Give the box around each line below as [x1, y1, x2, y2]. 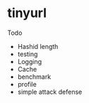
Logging [17, 57, 42, 65]
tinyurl [7, 5, 47, 21]
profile [17, 80, 37, 88]
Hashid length [17, 42, 59, 50]
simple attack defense [17, 87, 83, 96]
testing [17, 50, 38, 58]
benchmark [17, 72, 52, 81]
